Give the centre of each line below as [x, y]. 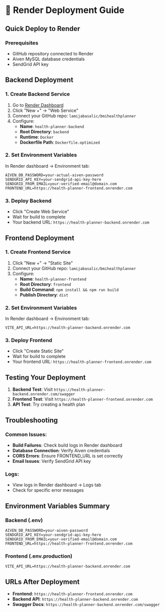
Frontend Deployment [40, 238]
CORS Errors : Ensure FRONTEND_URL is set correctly [68, 456]
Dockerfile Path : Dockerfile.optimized [60, 142]
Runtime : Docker [37, 137]
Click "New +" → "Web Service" [45, 110]
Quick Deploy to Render [43, 29]
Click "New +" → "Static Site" [43, 263]
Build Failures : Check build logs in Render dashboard [67, 445]
